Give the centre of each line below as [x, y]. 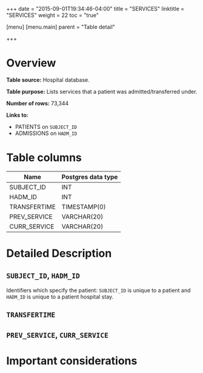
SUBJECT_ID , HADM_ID [43, 276]
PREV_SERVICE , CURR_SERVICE [58, 335]
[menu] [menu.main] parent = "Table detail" [61, 27]
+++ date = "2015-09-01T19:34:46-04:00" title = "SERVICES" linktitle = [95, 9]
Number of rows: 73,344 [38, 103]
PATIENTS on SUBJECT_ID [46, 127]
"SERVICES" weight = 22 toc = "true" [52, 15]
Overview [31, 63]
